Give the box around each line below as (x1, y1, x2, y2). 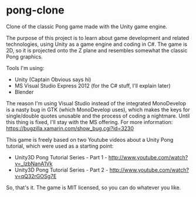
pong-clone (6, 4, 65, 17)
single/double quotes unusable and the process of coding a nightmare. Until (6, 112, 190, 119)
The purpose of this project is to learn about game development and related (6, 34, 190, 41)
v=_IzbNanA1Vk (14, 160, 53, 167)
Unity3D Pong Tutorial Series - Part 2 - (14, 166, 109, 173)
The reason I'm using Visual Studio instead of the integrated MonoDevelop (6, 99, 187, 106)
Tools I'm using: (6, 64, 45, 71)
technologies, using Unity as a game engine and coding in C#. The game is (6, 41, 188, 48)
